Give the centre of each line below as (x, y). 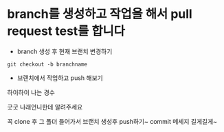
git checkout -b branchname (47, 64)
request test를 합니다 (66, 31)
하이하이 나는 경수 (31, 92)
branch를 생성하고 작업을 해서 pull (100, 14)
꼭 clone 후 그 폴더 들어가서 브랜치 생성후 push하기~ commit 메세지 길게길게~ (112, 121)
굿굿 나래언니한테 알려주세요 (45, 107)
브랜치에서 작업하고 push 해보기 (60, 78)
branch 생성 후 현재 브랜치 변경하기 (65, 51)
